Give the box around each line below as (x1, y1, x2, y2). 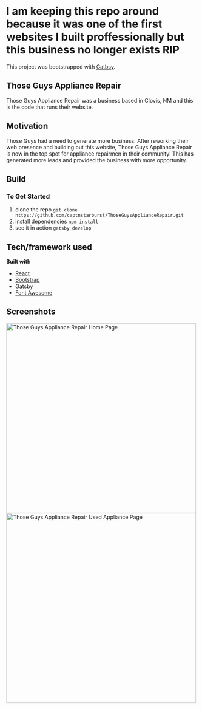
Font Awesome (15, 289, 53, 296)
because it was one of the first (6, 17, 163, 31)
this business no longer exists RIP (6, 43, 180, 57)
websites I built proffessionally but (6, 30, 184, 44)
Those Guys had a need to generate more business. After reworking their (6, 137, 189, 144)
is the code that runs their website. (6, 103, 93, 111)
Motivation (6, 121, 49, 131)
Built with (6, 258, 31, 265)
